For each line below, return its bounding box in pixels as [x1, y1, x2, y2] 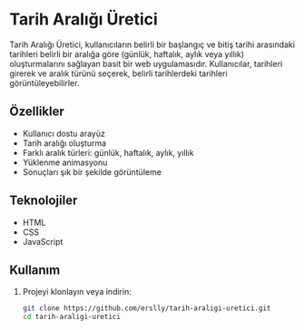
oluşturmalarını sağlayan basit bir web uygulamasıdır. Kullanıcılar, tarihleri [9, 58, 283, 69]
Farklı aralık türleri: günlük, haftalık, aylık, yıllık [22, 147, 194, 158]
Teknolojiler [9, 193, 78, 209]
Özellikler [9, 104, 65, 120]
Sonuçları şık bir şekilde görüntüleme [22, 166, 162, 177]
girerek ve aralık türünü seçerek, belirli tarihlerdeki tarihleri [9, 68, 229, 79]
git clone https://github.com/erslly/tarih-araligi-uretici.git [22, 304, 271, 313]
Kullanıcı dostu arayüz [22, 128, 106, 139]
